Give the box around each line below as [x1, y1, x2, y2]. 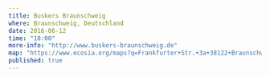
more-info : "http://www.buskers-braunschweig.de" [8, 42, 178, 50]
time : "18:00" [8, 34, 56, 43]
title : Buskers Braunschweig [8, 11, 106, 20]
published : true [8, 57, 63, 65]
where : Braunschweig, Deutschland [8, 19, 125, 27]
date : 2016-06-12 [8, 26, 67, 34]
